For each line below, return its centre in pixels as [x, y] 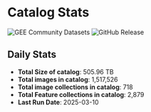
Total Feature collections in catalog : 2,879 [81, 94]
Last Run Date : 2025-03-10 [58, 102]
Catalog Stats [48, 12]
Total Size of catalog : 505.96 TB [66, 71]
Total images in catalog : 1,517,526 [68, 79]
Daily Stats [32, 55]
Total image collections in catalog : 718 [75, 87]
